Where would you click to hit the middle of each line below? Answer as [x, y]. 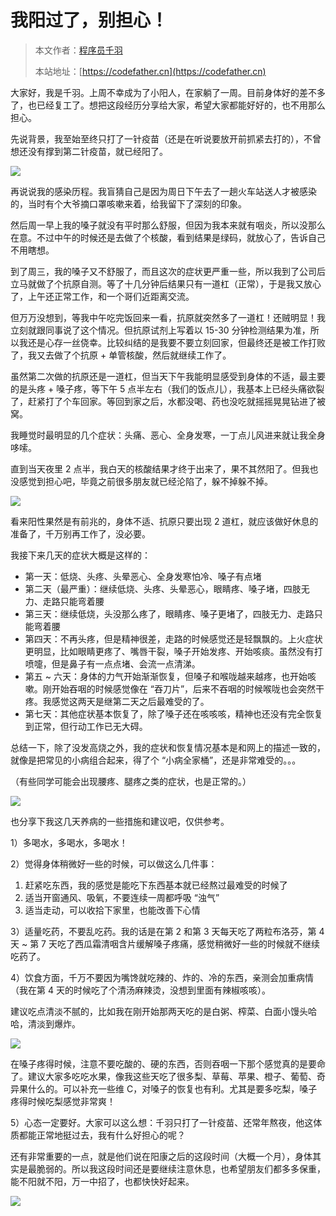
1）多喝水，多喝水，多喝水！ [69, 842]
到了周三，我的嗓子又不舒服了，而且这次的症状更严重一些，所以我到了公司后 [168, 271]
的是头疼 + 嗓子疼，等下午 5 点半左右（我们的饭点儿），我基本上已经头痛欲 [163, 388]
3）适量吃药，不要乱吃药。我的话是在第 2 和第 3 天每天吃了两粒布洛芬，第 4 [167, 931]
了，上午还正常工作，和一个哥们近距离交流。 [102, 296]
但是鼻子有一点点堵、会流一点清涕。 [126, 663]
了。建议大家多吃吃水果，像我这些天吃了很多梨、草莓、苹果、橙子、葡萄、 [163, 1076]
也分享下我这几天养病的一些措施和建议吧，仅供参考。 [120, 821]
